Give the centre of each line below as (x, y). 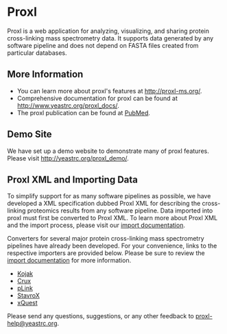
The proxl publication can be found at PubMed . (84, 112)
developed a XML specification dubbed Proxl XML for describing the (104, 204)
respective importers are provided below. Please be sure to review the (106, 253)
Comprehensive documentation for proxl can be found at (97, 98)
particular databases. (37, 53)
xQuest (27, 303)
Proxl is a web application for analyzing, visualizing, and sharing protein (108, 31)
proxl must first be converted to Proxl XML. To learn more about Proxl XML (112, 218)
